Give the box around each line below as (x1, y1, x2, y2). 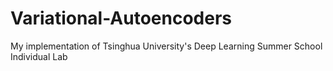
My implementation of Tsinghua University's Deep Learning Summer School (10, 40, 323, 52)
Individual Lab (10, 50, 68, 62)
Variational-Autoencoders (10, 7, 232, 30)
